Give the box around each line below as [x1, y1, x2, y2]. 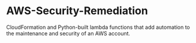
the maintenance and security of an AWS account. [6, 29, 131, 37]
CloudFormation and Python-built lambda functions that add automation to [6, 24, 190, 31]
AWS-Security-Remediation [6, 4, 148, 18]
